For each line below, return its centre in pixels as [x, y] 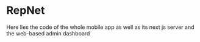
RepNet [26, 10]
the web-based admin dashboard [48, 33]
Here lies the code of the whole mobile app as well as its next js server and [100, 27]
